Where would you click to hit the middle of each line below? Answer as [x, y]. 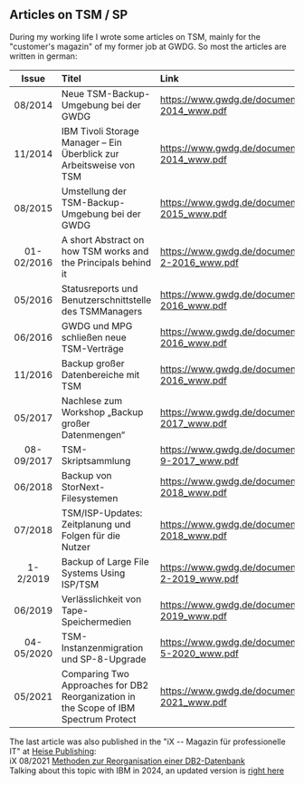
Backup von [87, 475]
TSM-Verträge [93, 348]
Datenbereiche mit [101, 374]
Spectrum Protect [99, 719]
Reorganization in [99, 696]
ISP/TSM [81, 584]
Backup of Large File [105, 561]
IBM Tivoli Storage [101, 131]
